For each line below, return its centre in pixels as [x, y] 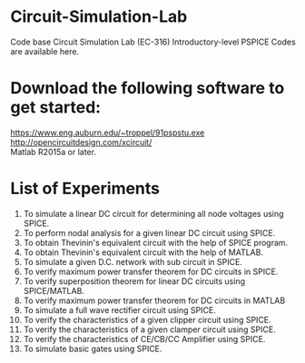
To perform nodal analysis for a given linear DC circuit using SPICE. [149, 232]
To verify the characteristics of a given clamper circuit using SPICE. [149, 329]
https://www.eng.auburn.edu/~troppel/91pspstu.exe [108, 132]
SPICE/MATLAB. [54, 290]
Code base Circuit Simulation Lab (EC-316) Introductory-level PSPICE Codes [153, 42]
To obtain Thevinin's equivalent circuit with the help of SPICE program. [156, 242]
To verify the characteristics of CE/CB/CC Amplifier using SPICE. [144, 338]
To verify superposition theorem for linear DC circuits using [134, 281]
